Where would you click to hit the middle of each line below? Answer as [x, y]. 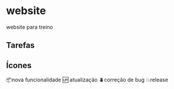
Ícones [19, 65]
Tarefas [21, 45]
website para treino [29, 27]
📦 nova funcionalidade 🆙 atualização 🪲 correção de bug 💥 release [87, 80]
